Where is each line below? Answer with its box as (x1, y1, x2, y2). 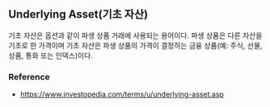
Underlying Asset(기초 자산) (8, 7, 148, 22)
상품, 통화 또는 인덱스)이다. (8, 51, 93, 60)
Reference (8, 71, 50, 82)
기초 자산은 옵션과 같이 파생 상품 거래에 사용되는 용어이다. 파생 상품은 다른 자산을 (8, 31, 263, 40)
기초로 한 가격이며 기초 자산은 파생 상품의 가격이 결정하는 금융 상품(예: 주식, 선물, (8, 40, 263, 50)
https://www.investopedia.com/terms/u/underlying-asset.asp (19, 89, 225, 99)
